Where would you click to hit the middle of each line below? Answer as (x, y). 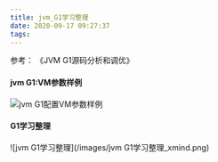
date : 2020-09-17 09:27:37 (60, 26)
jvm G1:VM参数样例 (46, 82)
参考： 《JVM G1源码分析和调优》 (72, 61)
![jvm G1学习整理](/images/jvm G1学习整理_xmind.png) (110, 147)
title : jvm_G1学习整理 (49, 17)
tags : (20, 34)
